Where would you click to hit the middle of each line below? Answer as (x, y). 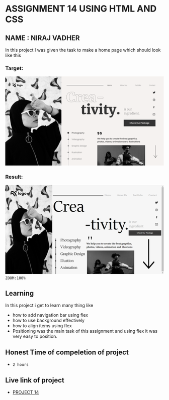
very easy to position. (35, 336)
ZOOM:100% (16, 278)
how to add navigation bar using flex (50, 315)
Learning (20, 293)
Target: (14, 68)
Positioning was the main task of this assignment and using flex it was (85, 331)
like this (13, 55)
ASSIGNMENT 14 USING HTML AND (81, 9)
